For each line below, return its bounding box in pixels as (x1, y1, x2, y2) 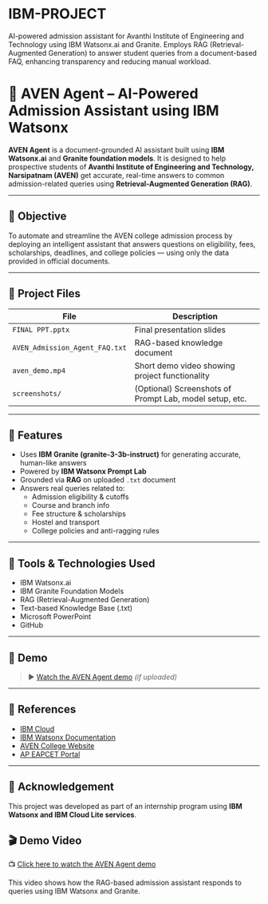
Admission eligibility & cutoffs (31, 492, 129, 502)
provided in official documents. (8, 256, 110, 266)
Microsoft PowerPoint (19, 612, 92, 621)
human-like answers (19, 458, 87, 468)
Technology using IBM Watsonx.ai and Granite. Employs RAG (8, 39, 208, 49)
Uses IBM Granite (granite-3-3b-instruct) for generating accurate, (19, 450, 241, 459)
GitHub (19, 621, 44, 630)
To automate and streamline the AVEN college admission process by (8, 231, 233, 240)
